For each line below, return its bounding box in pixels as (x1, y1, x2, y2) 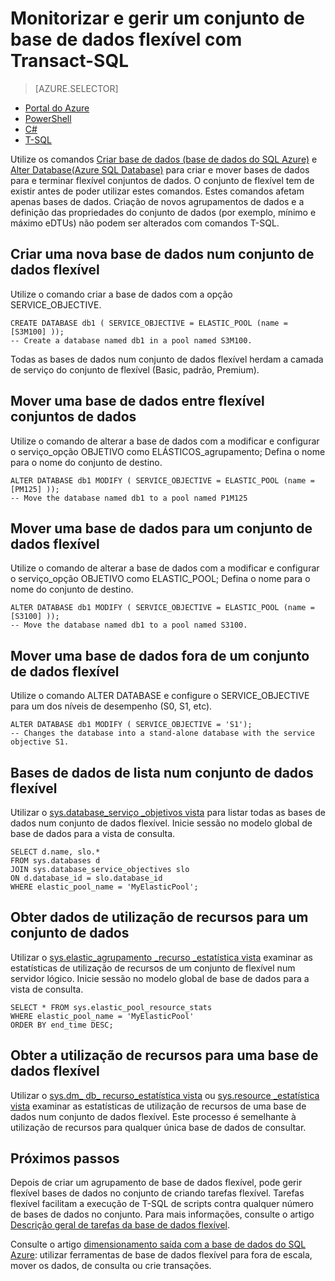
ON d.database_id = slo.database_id (10, 873, 163, 883)
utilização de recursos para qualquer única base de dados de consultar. (10, 1121, 307, 1133)
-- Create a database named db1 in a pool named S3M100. (10, 335, 253, 346)
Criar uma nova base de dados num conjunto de (10, 246, 315, 263)
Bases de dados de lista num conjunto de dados (10, 764, 314, 781)
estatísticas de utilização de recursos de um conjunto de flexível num (10, 962, 296, 974)
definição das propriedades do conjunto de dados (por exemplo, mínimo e (10, 206, 317, 218)
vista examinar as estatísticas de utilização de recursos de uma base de (10, 1100, 307, 1112)
